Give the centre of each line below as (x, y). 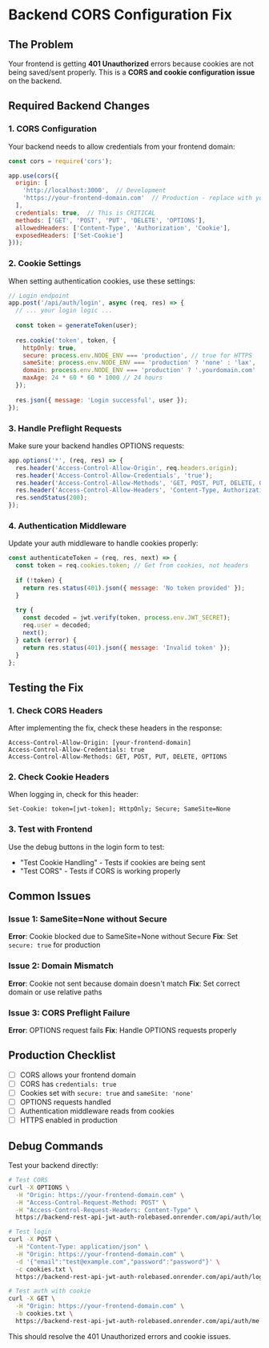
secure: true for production (54, 945)
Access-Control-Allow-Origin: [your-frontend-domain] (100, 743)
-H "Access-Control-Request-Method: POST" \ (91, 1203)
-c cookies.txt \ (44, 1269)
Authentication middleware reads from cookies (97, 1111)
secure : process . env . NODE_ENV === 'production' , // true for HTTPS (137, 355)
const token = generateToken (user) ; (76, 326)
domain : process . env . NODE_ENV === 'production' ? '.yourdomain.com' (139, 370)
